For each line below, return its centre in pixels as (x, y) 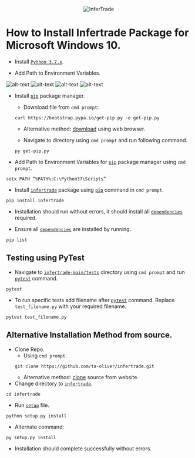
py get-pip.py (32, 151)
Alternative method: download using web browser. (84, 129)
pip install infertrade (35, 200)
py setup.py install (31, 437)
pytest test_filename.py (36, 317)
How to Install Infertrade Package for (97, 33)
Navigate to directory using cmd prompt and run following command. (105, 140)
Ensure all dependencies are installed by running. (73, 229)
